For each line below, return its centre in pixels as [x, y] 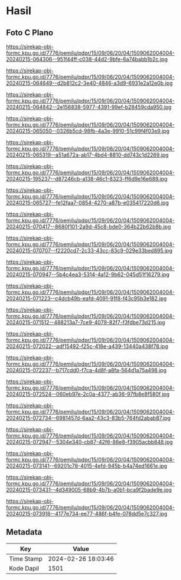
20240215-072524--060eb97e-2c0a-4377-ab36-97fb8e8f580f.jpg [88, 394]
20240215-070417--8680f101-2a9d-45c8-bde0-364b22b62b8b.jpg [89, 227]
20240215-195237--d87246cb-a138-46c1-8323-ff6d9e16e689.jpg [87, 179]
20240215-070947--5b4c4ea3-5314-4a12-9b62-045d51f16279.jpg [88, 274]
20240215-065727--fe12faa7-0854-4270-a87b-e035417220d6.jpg [88, 203]
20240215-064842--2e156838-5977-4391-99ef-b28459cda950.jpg [89, 107]
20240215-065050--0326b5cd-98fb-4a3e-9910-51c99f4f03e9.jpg [88, 131]
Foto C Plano [30, 33]
